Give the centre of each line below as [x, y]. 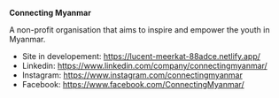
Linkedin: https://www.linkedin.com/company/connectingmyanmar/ [144, 66]
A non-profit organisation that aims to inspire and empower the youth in [139, 30]
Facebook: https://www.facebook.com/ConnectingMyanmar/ [133, 84]
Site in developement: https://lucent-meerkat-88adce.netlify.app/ [141, 56]
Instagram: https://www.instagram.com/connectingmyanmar [132, 75]
